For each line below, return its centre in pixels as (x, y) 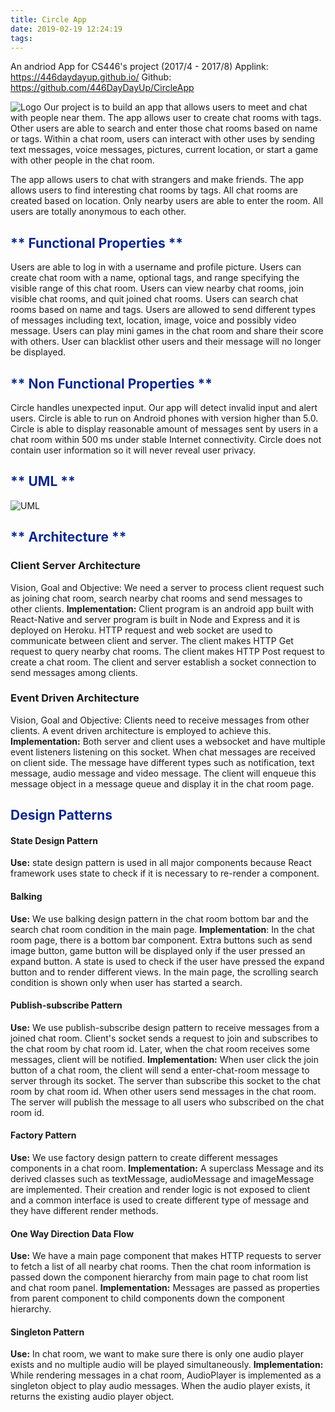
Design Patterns (61, 815)
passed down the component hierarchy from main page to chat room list (159, 1277)
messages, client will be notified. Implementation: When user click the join (165, 1059)
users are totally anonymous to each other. (98, 212)
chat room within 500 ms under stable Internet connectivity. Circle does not (166, 439)
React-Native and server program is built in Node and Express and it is (155, 619)
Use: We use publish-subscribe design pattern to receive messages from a (165, 1027)
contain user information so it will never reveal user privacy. (133, 450)
